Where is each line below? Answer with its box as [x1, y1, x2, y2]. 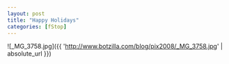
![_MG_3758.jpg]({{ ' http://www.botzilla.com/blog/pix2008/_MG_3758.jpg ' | [7, 42, 223, 51]
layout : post [7, 10, 45, 17]
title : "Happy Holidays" [7, 17, 79, 24]
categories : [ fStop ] [7, 23, 68, 30]
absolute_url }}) [7, 49, 52, 58]
